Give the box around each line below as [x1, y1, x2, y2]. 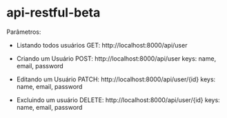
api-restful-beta [6, 5, 101, 21]
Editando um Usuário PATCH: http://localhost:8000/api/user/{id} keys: [16, 75, 216, 83]
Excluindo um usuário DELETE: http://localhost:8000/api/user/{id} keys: [16, 95, 220, 104]
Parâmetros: [6, 28, 41, 36]
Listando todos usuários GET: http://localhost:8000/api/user [16, 41, 188, 49]
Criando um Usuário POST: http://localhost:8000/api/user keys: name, [16, 54, 217, 63]
